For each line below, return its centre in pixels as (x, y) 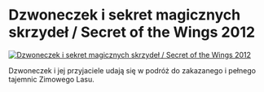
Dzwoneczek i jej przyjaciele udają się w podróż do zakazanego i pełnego (132, 70)
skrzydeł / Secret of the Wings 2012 (132, 32)
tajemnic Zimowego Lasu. (52, 79)
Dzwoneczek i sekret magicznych (125, 15)
